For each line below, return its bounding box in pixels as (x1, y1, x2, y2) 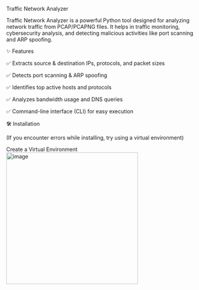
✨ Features (6, 48, 34, 55)
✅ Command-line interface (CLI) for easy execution (6, 108, 133, 115)
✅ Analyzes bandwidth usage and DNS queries (6, 96, 123, 103)
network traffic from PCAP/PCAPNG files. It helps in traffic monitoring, (6, 23, 180, 30)
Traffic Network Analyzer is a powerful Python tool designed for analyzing (6, 17, 190, 23)
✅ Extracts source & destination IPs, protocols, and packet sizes (6, 60, 165, 67)
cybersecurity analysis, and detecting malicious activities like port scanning (6, 29, 194, 37)
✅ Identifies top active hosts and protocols (6, 84, 112, 91)
